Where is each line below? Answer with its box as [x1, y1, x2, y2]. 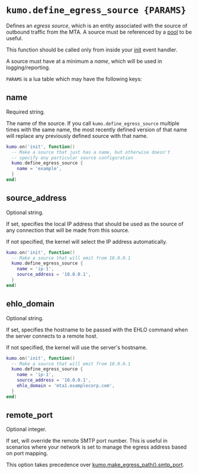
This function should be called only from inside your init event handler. [6, 46, 178, 53]
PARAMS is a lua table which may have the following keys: [6, 75, 142, 82]
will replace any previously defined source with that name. [6, 132, 148, 139]
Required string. [6, 108, 46, 115]
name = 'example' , [17, 166, 62, 172]
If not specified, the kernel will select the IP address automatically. [6, 238, 167, 245]
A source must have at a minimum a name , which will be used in [6, 57, 163, 65]
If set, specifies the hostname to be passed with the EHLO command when [6, 326, 188, 333]
